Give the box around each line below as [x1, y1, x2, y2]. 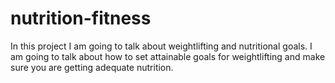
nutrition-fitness [10, 7, 152, 30]
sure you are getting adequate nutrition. [10, 61, 174, 73]
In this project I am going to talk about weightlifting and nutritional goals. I [10, 40, 313, 52]
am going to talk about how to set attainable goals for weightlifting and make [10, 50, 326, 62]
